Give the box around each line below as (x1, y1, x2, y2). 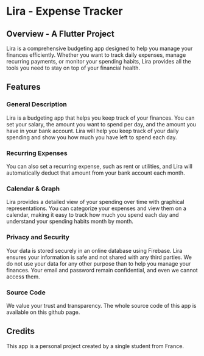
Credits (6, 326, 35, 336)
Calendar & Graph (6, 184, 60, 193)
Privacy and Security (6, 233, 70, 242)
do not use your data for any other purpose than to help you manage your (6, 260, 191, 267)
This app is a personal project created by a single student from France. (6, 342, 185, 349)
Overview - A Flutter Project (6, 29, 114, 39)
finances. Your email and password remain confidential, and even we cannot (6, 266, 198, 274)
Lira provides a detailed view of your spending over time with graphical (6, 198, 185, 206)
